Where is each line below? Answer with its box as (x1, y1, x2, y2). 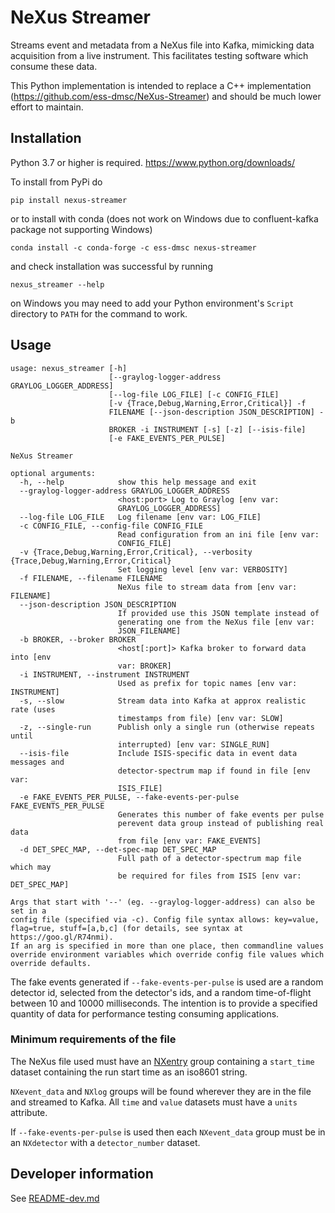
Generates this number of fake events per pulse (117, 809, 325, 820)
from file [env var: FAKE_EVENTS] (117, 836, 262, 846)
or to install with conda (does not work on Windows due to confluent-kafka (10, 212, 319, 225)
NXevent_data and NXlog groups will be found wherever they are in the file (10, 1085, 312, 1097)
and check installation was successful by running (10, 260, 213, 272)
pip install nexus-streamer (10, 195, 128, 205)
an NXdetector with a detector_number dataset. (10, 1136, 201, 1148)
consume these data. (10, 60, 98, 72)
